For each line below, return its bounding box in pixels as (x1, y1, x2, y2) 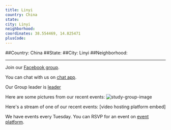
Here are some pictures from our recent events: (5, 93, 105, 100)
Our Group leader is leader (5, 84, 61, 90)
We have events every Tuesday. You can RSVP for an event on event (5, 113, 149, 119)
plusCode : (5, 36, 26, 41)
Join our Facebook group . (5, 64, 60, 70)
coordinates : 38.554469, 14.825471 (5, 31, 81, 36)
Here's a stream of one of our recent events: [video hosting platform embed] (5, 104, 166, 110)
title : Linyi (5, 7, 33, 13)
